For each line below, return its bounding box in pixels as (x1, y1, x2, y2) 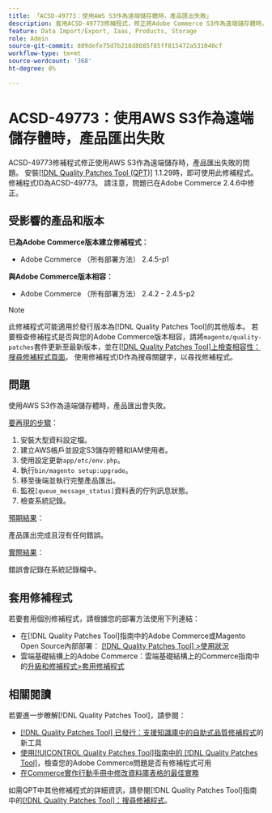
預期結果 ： (8, 513, 45, 523)
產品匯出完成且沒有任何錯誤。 (8, 530, 108, 540)
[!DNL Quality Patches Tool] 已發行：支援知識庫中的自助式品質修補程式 (19, 727, 257, 737)
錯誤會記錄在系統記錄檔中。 (8, 564, 101, 575)
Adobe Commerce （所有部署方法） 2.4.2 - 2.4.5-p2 (19, 288, 196, 298)
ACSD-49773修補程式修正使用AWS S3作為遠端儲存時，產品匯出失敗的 (8, 157, 243, 167)
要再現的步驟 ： (8, 418, 58, 428)
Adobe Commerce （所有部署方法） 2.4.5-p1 (19, 254, 169, 264)
